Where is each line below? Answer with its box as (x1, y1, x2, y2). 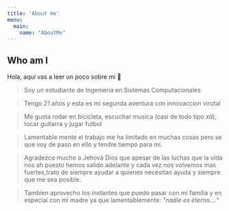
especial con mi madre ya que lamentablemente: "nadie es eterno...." (23, 196, 219, 204)
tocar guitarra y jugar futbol (23, 120, 102, 128)
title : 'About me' (7, 10, 60, 17)
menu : (7, 16, 23, 23)
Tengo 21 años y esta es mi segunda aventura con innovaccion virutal (23, 99, 221, 108)
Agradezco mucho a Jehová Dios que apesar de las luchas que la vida (23, 153, 223, 162)
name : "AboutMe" (19, 29, 67, 36)
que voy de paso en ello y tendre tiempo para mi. (23, 140, 162, 149)
